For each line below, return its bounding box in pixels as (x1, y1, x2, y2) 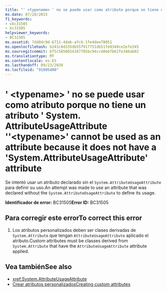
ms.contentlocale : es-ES (5, 58, 57, 63)
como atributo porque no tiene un (5, 99, 146, 111)
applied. (12, 248, 29, 254)
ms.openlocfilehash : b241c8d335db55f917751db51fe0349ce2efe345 (5, 44, 139, 49)
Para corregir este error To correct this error (5, 214, 143, 222)
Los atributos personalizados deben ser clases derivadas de (12, 227, 136, 233)
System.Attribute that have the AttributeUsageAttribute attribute (12, 243, 147, 249)
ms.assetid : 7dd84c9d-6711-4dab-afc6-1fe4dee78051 (5, 40, 112, 45)
